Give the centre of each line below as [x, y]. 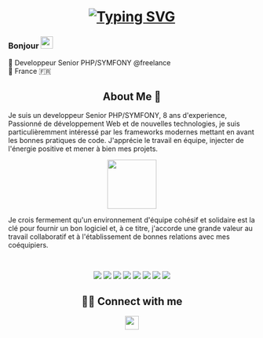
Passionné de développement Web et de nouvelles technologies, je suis [124, 124]
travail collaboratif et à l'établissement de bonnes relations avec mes [119, 237]
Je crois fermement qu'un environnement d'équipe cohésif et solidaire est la [131, 220]
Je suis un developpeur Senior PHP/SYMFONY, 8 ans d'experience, [118, 116]
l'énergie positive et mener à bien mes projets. [83, 149]
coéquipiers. [28, 245]
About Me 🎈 [132, 96]
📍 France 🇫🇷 [30, 72]
